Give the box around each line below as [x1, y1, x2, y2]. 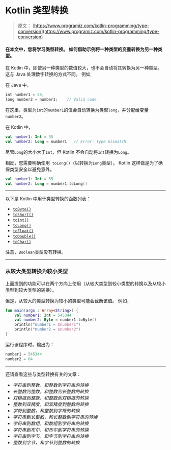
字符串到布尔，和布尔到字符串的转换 [12, 427, 89, 433]
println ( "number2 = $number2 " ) [14, 327, 81, 332]
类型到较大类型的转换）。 [5, 287, 57, 293]
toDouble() [12, 234, 36, 239]
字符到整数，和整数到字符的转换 [12, 407, 80, 414]
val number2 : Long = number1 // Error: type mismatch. [5, 139, 129, 144]
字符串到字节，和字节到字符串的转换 [12, 433, 89, 439]
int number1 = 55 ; [5, 92, 44, 98]
